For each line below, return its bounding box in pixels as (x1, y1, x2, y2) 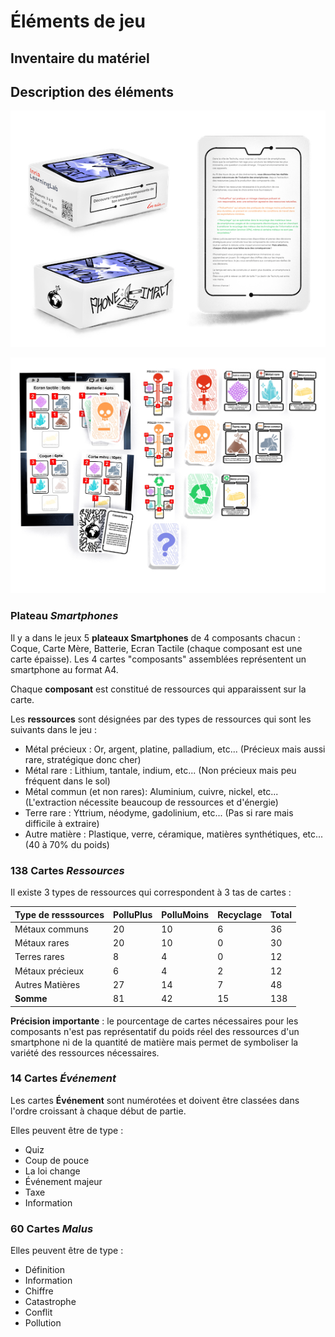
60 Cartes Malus (10, 1221, 94, 1235)
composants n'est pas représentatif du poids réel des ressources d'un (10, 1025, 300, 1037)
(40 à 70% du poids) (24, 838, 110, 850)
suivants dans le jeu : (10, 723, 98, 735)
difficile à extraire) (24, 817, 100, 829)
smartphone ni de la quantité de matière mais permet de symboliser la (10, 1036, 299, 1048)
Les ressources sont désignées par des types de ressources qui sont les (10, 713, 312, 725)
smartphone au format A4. (10, 663, 119, 675)
